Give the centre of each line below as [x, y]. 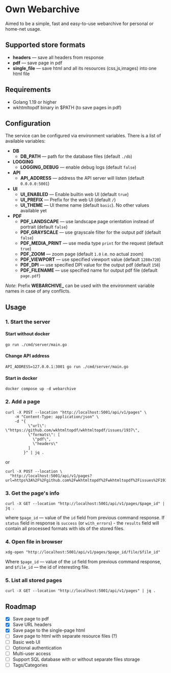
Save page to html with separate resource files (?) [65, 636]
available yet [33, 211]
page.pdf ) [30, 276]
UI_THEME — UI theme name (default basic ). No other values [84, 205]
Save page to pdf [31, 619]
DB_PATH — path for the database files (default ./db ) [76, 156]
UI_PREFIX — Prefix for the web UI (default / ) [68, 200]
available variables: [25, 141]
